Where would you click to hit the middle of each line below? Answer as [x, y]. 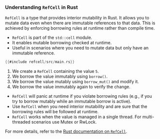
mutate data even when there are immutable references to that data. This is [80, 23]
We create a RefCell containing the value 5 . [56, 71]
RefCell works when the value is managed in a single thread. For [77, 117]
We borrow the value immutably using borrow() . [60, 76]
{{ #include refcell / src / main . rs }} [40, 62]
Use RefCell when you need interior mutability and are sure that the [80, 106]
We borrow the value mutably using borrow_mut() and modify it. [75, 82]
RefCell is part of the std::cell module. [52, 37]
